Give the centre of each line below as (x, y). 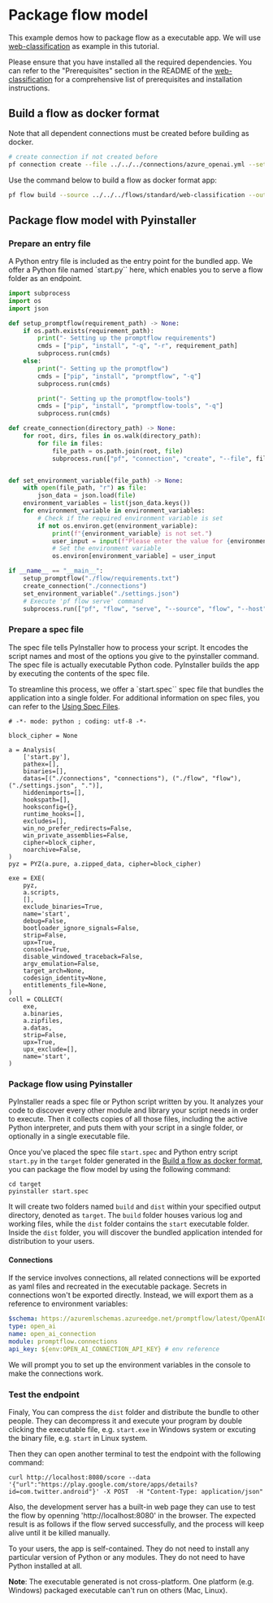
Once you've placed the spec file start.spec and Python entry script (123, 1152)
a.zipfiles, (43, 1021)
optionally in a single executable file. (69, 1136)
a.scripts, (41, 892)
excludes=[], (45, 821)
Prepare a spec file (46, 630)
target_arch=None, (54, 971)
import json (28, 308)
